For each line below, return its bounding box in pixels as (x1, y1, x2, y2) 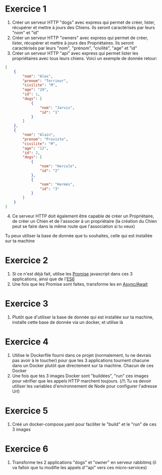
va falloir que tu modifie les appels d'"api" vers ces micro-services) (12, 464, 147, 470)
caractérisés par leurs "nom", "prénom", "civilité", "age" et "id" (12, 45, 137, 51)
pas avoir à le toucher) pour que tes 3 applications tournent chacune (12, 357, 149, 363)
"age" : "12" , (22, 146, 49, 151)
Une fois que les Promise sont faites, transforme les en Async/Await (12, 281, 148, 287)
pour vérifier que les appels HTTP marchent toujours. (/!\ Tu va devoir (12, 378, 152, 383)
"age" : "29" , (22, 87, 49, 92)
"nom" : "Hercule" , (39, 164, 77, 169)
